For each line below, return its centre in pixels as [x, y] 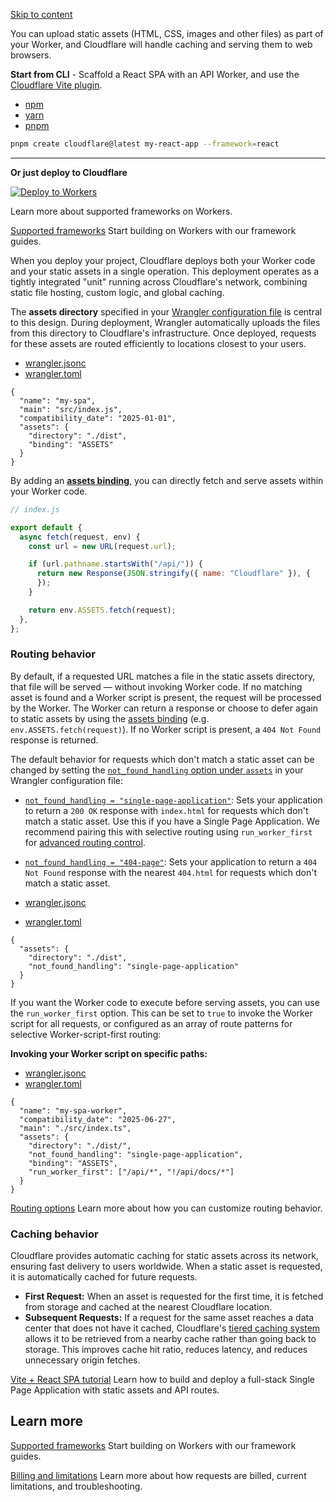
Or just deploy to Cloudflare [69, 172]
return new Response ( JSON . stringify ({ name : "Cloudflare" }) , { [173, 574]
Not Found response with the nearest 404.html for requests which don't [170, 872]
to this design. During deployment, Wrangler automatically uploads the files [165, 322]
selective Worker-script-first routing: [86, 1034]
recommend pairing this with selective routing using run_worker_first [168, 831]
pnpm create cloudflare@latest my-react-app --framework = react [145, 144]
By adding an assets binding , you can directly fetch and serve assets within [167, 480]
